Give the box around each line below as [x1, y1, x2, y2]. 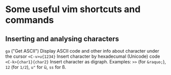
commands [5, 14, 54, 26]
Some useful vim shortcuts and [5, 4, 141, 15]
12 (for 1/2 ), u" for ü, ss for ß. [5, 64, 66, 70]
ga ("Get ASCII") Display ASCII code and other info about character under [5, 48, 159, 54]
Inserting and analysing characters [5, 34, 119, 43]
